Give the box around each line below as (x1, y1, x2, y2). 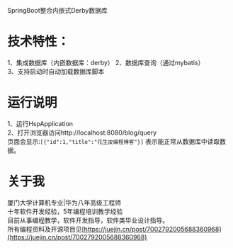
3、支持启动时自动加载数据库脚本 (7, 67, 105, 76)
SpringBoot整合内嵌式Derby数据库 (7, 6, 108, 14)
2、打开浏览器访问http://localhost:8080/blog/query (7, 128, 157, 137)
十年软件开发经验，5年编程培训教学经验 (7, 207, 123, 215)
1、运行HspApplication (7, 119, 73, 128)
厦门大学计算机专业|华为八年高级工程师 (7, 198, 122, 207)
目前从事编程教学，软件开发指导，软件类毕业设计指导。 (7, 215, 169, 225)
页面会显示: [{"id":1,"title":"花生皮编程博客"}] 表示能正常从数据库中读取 (7, 137, 220, 145)
